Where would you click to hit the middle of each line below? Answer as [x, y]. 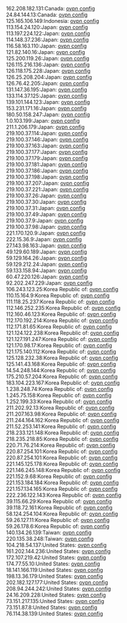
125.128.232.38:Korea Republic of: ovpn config [62, 358]
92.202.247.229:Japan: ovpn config [49, 283]
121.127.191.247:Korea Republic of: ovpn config [61, 339]
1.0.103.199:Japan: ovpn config [43, 121]
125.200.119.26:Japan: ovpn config [48, 58]
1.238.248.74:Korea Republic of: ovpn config [60, 389]
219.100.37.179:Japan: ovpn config [47, 158]
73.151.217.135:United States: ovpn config [55, 601]
